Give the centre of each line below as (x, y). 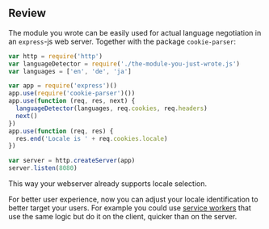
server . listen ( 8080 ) (43, 168)
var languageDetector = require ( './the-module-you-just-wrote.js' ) (124, 64)
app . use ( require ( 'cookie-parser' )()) (72, 93)
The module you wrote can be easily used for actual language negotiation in (135, 32)
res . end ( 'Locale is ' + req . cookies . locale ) (92, 138)
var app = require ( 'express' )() (63, 86)
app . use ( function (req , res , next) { (72, 101)
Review (27, 13)
